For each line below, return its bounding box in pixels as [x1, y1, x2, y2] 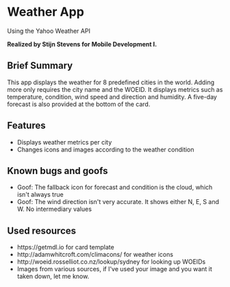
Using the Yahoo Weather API [7, 27, 91, 35]
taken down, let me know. [16, 272, 90, 281]
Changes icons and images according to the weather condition [16, 145, 194, 153]
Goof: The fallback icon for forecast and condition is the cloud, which [16, 183, 213, 192]
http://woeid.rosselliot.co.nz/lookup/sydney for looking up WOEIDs [16, 258, 206, 266]
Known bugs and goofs [7, 165, 108, 177]
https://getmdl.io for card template [16, 243, 114, 251]
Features [7, 120, 46, 132]
